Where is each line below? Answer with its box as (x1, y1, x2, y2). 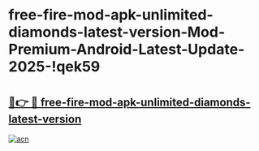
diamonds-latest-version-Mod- (8, 23, 226, 41)
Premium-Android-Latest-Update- (8, 41, 245, 58)
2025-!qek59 (8, 58, 101, 76)
